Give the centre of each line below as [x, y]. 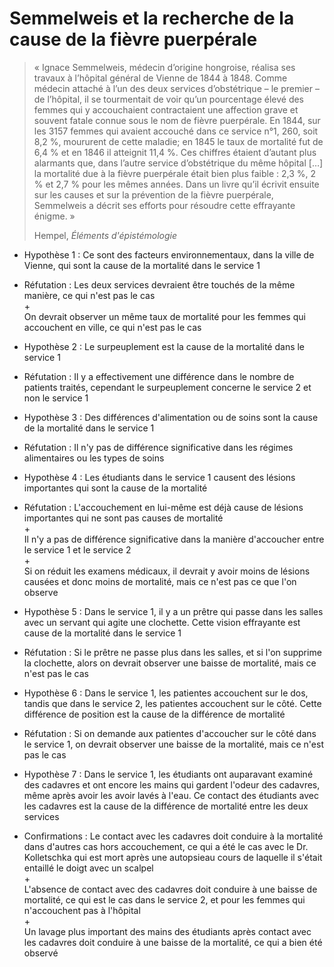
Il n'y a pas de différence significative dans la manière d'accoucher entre [174, 539]
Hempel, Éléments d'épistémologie [105, 235]
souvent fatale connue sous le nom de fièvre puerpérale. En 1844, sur [177, 120]
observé [41, 953]
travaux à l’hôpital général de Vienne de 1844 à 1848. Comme [160, 78]
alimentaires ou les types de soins [94, 458]
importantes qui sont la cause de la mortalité [115, 488]
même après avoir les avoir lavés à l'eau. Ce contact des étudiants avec [171, 795]
